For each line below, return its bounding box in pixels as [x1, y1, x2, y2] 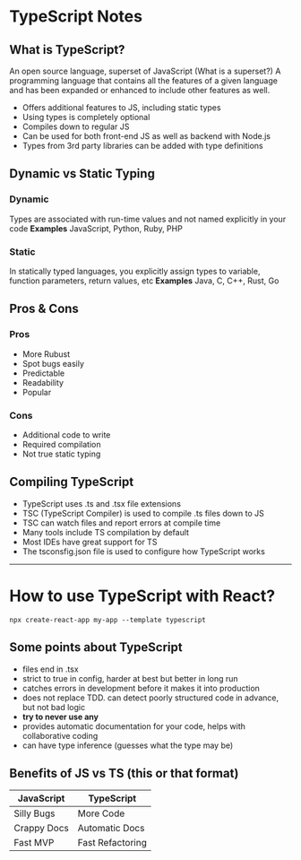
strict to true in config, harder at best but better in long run [21, 673, 239, 683]
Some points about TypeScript [9, 639, 183, 656]
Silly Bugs [13, 807, 56, 820]
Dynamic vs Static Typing [9, 166, 155, 181]
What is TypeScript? [9, 42, 125, 57]
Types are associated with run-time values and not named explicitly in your [9, 213, 287, 224]
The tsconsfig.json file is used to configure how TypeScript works [21, 545, 266, 557]
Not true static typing [21, 448, 101, 459]
